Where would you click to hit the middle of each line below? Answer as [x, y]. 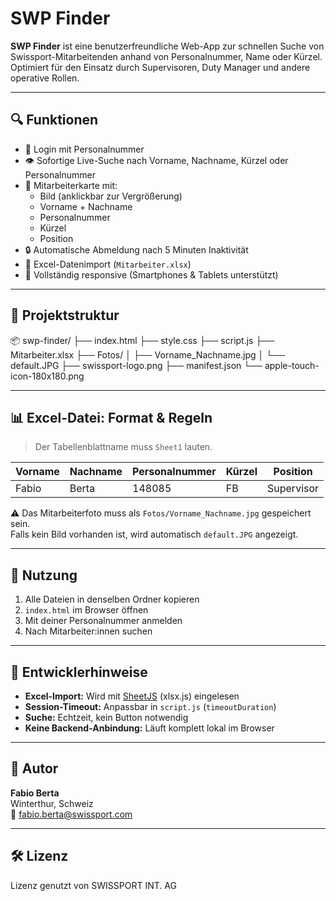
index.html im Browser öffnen [86, 610]
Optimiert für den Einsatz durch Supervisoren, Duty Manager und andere [160, 67]
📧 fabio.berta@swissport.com [71, 814]
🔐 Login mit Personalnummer [84, 149]
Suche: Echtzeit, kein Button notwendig [106, 717]
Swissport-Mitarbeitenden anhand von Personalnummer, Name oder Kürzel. [166, 56]
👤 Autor [34, 768]
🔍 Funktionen [54, 120]
